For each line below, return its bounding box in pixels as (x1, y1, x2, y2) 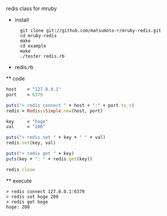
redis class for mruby (6, 5, 57, 12)
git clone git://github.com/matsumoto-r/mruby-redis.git (20, 28, 162, 33)
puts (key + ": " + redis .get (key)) (6, 156, 93, 162)
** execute (6, 177, 32, 184)
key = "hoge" (6, 119, 48, 124)
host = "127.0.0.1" (6, 86, 61, 92)
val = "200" (6, 124, 46, 130)
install (14, 16, 29, 23)
